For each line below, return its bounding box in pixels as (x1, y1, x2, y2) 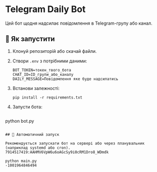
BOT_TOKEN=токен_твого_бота (12, 67, 71, 72)
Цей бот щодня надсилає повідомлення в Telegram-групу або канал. (5, 20, 152, 26)
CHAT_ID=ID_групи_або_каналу (12, 72, 74, 77)
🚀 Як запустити (5, 35, 55, 43)
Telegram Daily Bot (5, 4, 86, 15)
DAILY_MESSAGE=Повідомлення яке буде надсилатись (12, 76, 119, 81)
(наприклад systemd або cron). (5, 145, 71, 150)
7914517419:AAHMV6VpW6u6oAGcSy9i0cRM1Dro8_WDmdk (5, 149, 109, 154)
